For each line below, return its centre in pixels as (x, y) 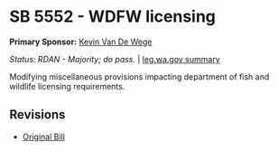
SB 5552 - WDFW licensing (113, 17)
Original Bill (44, 137)
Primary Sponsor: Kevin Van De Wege (81, 42)
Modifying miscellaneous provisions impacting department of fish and (139, 76)
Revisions (37, 115)
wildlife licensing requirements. (67, 86)
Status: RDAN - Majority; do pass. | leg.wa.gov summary (115, 59)
